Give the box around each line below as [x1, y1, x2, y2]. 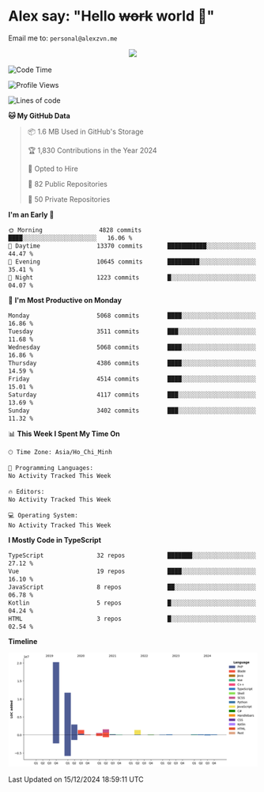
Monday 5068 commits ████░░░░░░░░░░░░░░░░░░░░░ [8, 312, 257, 320]
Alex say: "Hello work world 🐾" [8, 7, 215, 25]
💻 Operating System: [8, 511, 79, 519]
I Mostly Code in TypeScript [8, 535, 101, 544]
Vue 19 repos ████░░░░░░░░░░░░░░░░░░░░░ [8, 567, 257, 575]
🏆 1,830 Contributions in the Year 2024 [27, 146, 157, 155]
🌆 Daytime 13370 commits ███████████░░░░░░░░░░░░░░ [8, 241, 257, 250]
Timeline [8, 636, 38, 646]
